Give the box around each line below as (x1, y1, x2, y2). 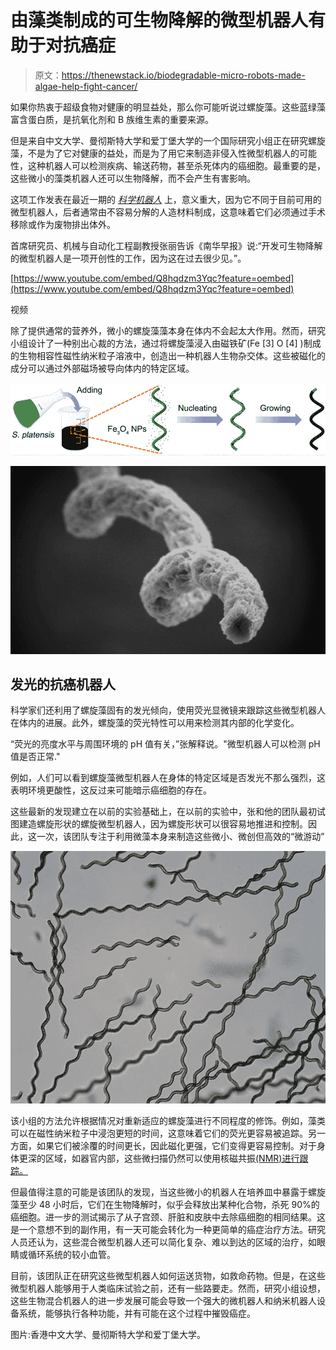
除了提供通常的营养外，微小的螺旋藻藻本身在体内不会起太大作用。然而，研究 (10, 324, 326, 336)
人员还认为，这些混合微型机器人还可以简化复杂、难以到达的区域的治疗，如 (10, 1236, 317, 1248)
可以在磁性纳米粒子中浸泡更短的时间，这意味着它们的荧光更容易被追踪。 (10, 1127, 308, 1139)
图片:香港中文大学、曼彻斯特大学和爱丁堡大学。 (10, 1328, 207, 1340)
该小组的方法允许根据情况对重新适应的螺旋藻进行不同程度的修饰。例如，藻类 (10, 1114, 326, 1126)
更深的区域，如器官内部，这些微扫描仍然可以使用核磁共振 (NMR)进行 (18, 1152, 300, 1164)
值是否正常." (10, 751, 61, 763)
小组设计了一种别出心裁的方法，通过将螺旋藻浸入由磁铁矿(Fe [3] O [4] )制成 (10, 337, 322, 349)
